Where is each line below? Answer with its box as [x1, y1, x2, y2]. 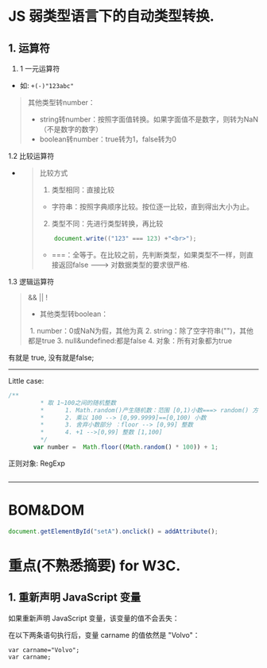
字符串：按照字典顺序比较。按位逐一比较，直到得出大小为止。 [51, 202, 254, 211]
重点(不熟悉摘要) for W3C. [8, 557, 181, 574]
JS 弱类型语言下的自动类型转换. [8, 7, 215, 25]
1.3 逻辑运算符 [8, 276, 54, 286]
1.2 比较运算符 [8, 152, 55, 160]
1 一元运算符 [19, 64, 60, 73]
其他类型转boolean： [39, 309, 109, 319]
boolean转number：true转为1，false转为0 [39, 134, 177, 144]
